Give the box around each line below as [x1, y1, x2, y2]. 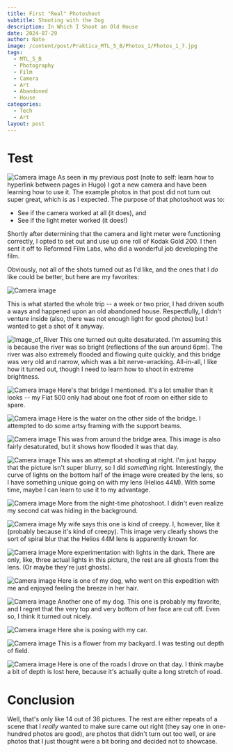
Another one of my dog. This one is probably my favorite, [57, 597, 221, 606]
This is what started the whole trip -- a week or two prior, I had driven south [7, 300, 225, 308]
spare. [7, 401, 26, 409]
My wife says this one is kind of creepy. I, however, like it [57, 520, 220, 528]
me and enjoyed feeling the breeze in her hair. [7, 584, 139, 593]
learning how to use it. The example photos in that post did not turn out [7, 188, 211, 196]
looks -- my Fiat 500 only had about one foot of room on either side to [7, 393, 209, 402]
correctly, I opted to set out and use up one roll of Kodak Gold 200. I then [7, 237, 217, 246]
